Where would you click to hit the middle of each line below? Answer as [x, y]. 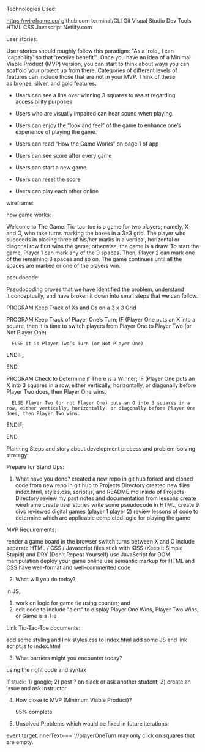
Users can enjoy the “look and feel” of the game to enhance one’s [98, 125]
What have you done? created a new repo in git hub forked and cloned [104, 479]
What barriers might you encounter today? [69, 658]
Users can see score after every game [63, 156]
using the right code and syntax [47, 670]
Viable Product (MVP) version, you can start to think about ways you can [98, 64]
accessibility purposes [43, 101]
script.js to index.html [34, 646]
